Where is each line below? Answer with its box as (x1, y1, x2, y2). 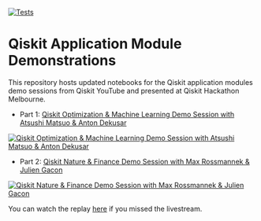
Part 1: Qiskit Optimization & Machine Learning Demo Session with (19, 109, 235, 119)
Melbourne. (8, 94, 46, 104)
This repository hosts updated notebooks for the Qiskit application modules (8, 77, 254, 87)
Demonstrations (8, 52, 117, 70)
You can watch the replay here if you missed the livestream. (8, 204, 203, 213)
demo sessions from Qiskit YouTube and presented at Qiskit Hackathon (8, 86, 240, 95)
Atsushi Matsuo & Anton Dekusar (19, 118, 127, 127)
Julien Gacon (19, 165, 63, 175)
